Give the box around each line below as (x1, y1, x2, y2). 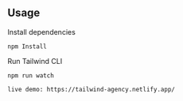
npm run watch (7, 71, 55, 80)
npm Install (7, 43, 47, 50)
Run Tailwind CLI (7, 56, 63, 65)
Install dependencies (7, 27, 76, 36)
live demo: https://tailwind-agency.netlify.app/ (7, 85, 176, 93)
